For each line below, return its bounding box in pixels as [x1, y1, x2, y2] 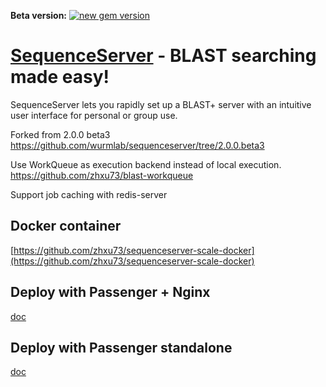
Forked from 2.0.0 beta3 [10, 128, 111, 140]
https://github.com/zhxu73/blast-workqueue [10, 169, 194, 181]
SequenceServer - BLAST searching [10, 45, 317, 67]
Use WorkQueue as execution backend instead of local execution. [10, 158, 282, 170]
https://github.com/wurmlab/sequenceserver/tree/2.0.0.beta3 [10, 139, 265, 151]
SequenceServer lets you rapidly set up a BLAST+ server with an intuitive [10, 98, 312, 110]
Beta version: [10, 10, 68, 21]
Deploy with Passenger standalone [10, 339, 233, 356]
